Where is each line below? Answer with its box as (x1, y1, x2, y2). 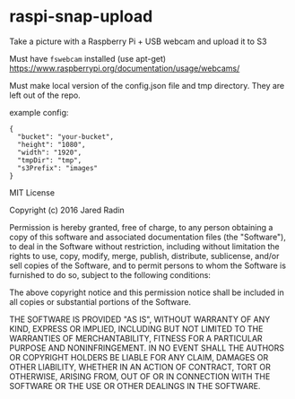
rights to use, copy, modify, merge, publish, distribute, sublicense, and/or (9, 250, 280, 261)
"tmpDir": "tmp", (17, 155, 82, 165)
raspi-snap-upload (9, 6, 153, 27)
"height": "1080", (17, 140, 87, 149)
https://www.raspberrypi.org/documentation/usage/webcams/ (9, 63, 240, 74)
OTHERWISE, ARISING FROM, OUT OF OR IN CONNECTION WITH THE (9, 370, 271, 382)
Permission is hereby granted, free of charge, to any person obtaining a (9, 221, 273, 232)
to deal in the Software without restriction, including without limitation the (9, 240, 280, 252)
